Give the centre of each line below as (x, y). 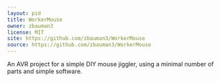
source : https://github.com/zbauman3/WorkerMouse (79, 45)
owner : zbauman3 (30, 26)
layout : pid (24, 13)
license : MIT (26, 32)
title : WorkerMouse (35, 20)
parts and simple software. (45, 71)
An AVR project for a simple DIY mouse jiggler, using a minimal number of (110, 64)
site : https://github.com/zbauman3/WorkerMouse (76, 39)
